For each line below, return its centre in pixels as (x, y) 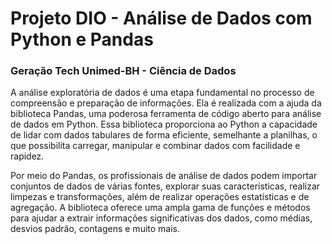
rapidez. (27, 156)
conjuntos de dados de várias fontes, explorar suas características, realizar (165, 186)
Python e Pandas (82, 39)
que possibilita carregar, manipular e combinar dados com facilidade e (155, 146)
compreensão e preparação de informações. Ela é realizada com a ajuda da (166, 103)
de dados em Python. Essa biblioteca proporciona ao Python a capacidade (164, 124)
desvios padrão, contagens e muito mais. (95, 229)
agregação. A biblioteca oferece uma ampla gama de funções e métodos (160, 208)
